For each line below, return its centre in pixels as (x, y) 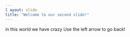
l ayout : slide (21, 10)
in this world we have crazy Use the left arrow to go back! (65, 29)
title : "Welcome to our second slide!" (47, 15)
